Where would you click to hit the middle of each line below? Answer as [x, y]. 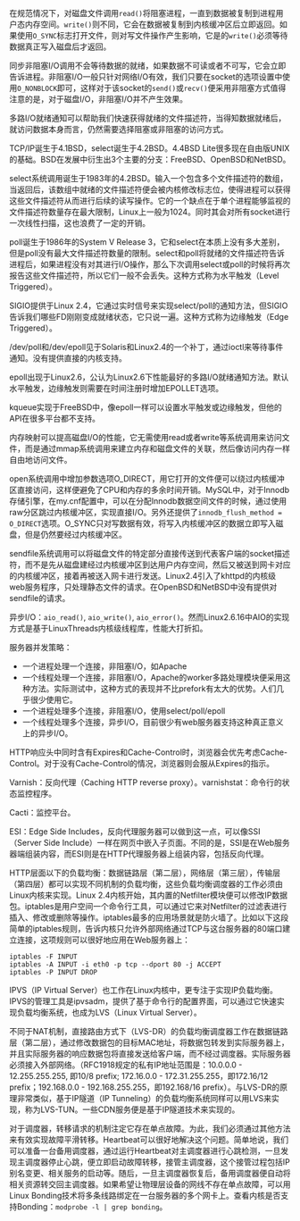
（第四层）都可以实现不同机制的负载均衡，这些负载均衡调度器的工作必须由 [146, 884]
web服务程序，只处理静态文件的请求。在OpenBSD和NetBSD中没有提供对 [143, 587]
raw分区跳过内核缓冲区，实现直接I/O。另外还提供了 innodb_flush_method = [146, 512]
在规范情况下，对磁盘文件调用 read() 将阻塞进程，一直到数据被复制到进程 [142, 13]
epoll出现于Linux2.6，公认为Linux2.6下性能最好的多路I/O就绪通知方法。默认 [149, 377]
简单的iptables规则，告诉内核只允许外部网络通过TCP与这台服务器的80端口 [146, 928]
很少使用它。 [54, 700]
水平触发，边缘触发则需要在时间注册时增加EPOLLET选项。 [117, 388]
